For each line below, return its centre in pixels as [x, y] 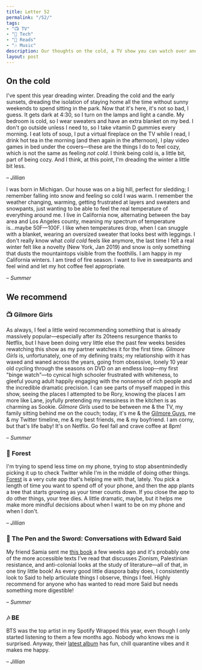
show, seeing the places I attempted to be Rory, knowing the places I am [96, 394]
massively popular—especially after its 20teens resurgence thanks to [92, 337]
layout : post [23, 57]
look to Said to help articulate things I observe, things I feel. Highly [88, 577]
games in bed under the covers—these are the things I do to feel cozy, [93, 147]
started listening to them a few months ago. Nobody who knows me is [93, 637]
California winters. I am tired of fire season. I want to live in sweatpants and [99, 260]
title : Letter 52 [28, 12]
